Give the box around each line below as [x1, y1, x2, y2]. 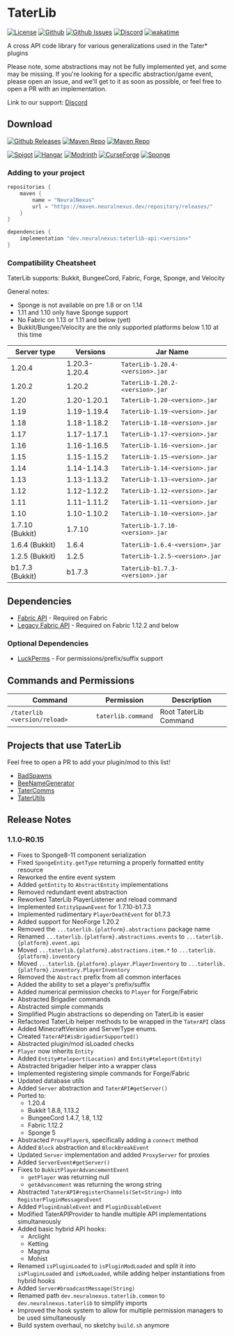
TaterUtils [17, 794, 45, 802]
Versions [75, 347, 106, 357]
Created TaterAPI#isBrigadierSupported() [17, 1032, 139, 1040]
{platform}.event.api [17, 939, 80, 946]
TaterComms [17, 786, 55, 794]
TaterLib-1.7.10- [120, 522, 179, 530]
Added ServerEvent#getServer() [17, 1157, 110, 1166]
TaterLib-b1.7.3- [120, 565, 179, 572]
